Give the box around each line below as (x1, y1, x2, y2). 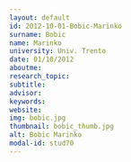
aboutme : (9, 64, 42, 73)
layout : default (9, 13, 70, 22)
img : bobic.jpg (9, 113, 66, 122)
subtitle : (9, 80, 47, 89)
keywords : (9, 96, 47, 106)
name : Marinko (9, 38, 63, 48)
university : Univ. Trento (9, 47, 106, 56)
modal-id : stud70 (9, 139, 74, 148)
